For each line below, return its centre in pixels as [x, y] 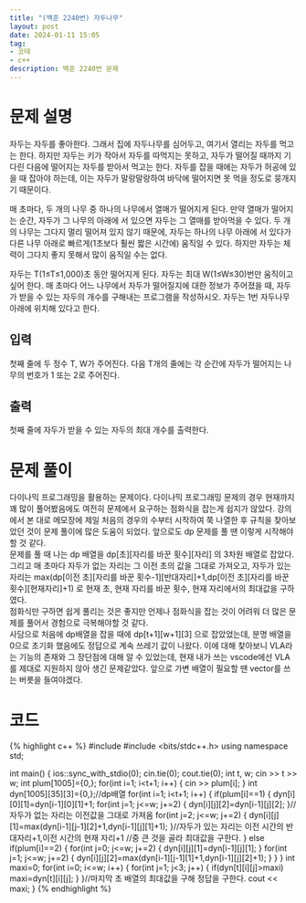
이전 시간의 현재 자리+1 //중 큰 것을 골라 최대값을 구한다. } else [153, 838]
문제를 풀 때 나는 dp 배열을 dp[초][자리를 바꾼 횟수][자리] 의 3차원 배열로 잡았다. [152, 554]
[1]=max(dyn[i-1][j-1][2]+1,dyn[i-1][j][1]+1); [89, 826]
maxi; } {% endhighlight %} [61, 889]
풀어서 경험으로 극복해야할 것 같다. [87, 623]
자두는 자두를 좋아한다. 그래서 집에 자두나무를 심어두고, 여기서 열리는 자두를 [143, 143]
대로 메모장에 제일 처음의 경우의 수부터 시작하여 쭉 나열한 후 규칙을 [154, 520]
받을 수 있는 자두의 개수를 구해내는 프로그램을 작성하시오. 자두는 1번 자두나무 [154, 297]
